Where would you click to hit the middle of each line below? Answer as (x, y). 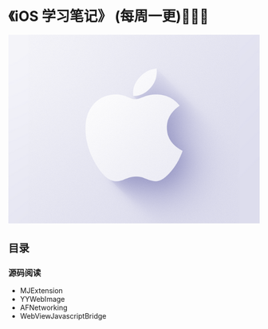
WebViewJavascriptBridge (63, 316)
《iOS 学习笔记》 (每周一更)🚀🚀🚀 (108, 16)
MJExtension (41, 291)
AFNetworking (43, 307)
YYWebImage (42, 299)
